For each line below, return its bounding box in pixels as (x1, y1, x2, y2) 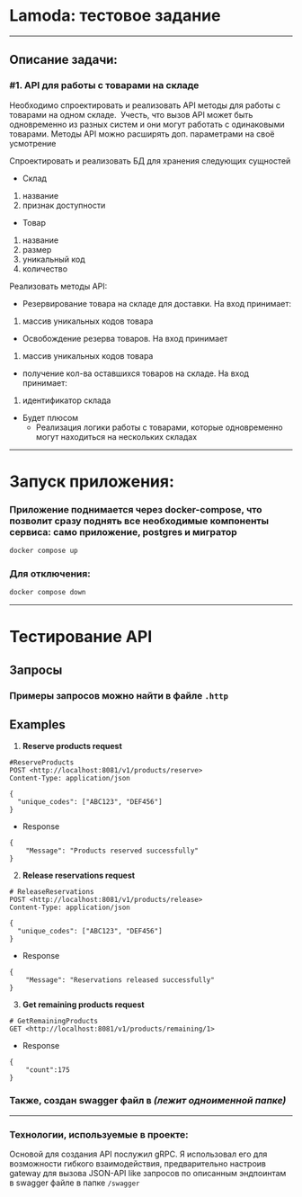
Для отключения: (9, 567, 92, 580)
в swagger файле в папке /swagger (9, 1177, 140, 1188)
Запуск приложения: (9, 471, 175, 491)
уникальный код (22, 254, 85, 264)
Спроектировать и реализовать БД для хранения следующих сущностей (9, 155, 291, 166)
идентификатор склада (22, 395, 111, 406)
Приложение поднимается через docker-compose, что (9, 503, 262, 515)
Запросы (9, 662, 63, 677)
